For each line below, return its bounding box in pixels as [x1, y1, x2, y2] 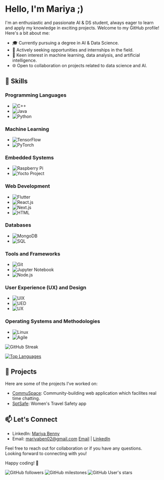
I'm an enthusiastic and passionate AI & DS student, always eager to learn [5, 20, 154, 25]
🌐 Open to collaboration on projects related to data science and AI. [12, 62, 147, 68]
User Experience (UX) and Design [5, 284, 87, 291]
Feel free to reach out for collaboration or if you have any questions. [5, 445, 142, 452]
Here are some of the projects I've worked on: [5, 380, 98, 386]
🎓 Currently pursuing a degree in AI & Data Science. [12, 40, 119, 46]
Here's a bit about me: [5, 30, 50, 36]
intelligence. [12, 57, 37, 63]
